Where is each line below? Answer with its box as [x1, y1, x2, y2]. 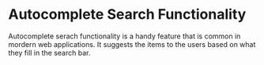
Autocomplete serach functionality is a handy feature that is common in [8, 31, 241, 41]
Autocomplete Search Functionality [8, 5, 247, 23]
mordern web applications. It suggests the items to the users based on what [8, 39, 256, 49]
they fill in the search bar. [8, 48, 91, 57]
